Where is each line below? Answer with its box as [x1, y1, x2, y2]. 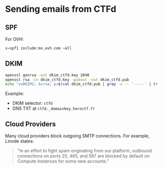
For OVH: [5, 36, 24, 42]
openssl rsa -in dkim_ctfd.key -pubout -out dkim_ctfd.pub [5, 77, 129, 82]
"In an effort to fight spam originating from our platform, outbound [17, 148, 152, 154]
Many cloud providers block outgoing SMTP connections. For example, [5, 133, 150, 139]
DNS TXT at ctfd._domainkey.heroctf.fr [12, 105, 95, 112]
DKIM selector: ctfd [12, 100, 53, 106]
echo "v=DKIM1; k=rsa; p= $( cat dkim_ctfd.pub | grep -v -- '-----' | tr [5, 82, 158, 87]
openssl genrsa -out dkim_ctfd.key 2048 [5, 73, 90, 78]
